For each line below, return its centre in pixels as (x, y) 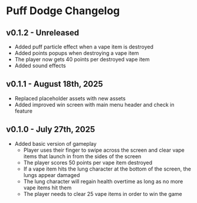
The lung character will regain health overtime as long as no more (103, 181)
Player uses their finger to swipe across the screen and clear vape (104, 150)
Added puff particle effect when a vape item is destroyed (84, 47)
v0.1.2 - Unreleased (43, 33)
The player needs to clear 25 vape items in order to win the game (103, 194)
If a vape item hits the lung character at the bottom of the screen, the (107, 169)
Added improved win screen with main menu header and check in (94, 104)
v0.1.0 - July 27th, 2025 (51, 130)
